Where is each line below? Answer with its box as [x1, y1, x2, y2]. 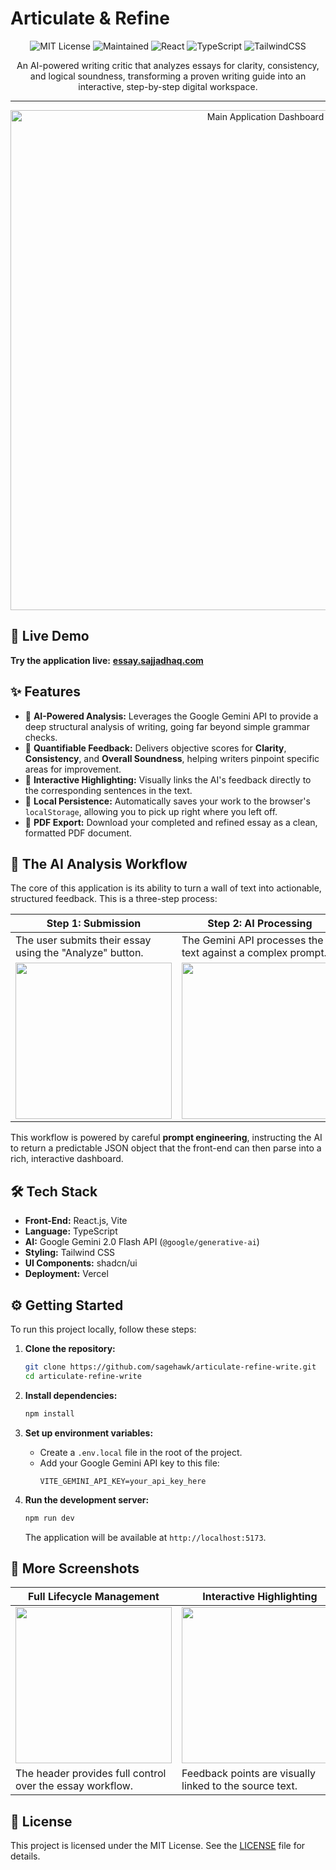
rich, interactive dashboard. [10, 1153, 124, 1165]
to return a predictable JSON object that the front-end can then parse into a [10, 1142, 322, 1154]
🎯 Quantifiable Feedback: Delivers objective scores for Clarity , [24, 742, 287, 754]
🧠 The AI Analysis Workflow [10, 855, 188, 872]
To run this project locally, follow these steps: [10, 1323, 197, 1335]
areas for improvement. [24, 763, 122, 775]
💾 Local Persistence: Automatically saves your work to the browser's [24, 795, 311, 807]
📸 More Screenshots [10, 1560, 140, 1577]
